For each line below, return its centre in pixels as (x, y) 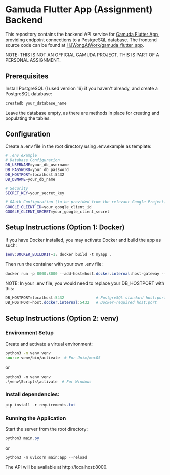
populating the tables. (28, 118)
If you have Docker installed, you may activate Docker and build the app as (83, 240)
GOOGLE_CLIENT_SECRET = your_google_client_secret (57, 212)
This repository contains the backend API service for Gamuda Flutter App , (82, 34)
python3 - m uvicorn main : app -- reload (46, 457)
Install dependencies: (32, 394)
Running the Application (36, 418)
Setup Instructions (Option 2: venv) (62, 318)
